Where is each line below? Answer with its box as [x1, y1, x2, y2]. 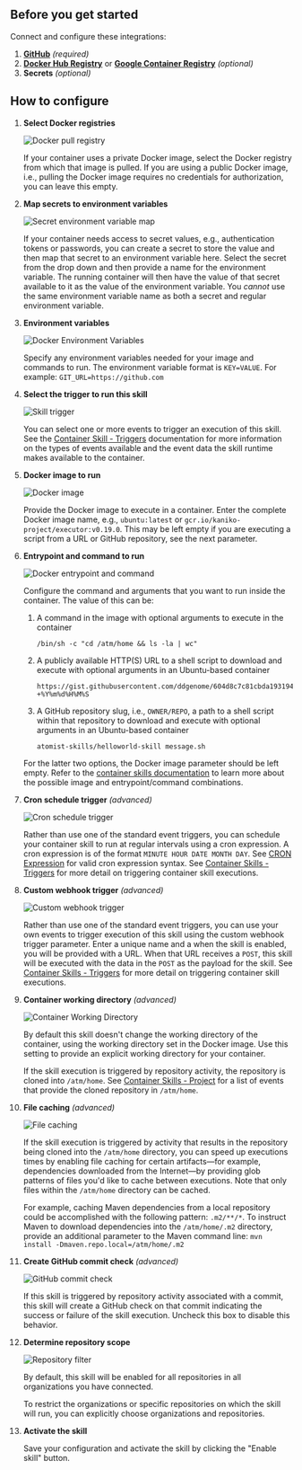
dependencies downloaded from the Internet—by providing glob [22, 1165, 261, 1176]
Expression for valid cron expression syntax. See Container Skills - [22, 857, 270, 868]
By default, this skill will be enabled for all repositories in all [22, 1371, 241, 1382]
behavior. [22, 1319, 58, 1330]
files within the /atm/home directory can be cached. [22, 1184, 211, 1195]
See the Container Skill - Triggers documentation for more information [22, 433, 282, 444]
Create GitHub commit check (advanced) [22, 1255, 179, 1266]
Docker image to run [22, 469, 101, 480]
